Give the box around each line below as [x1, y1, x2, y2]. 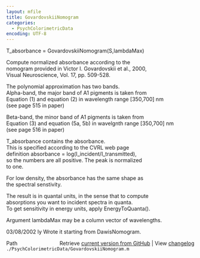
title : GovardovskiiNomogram [6, 14, 79, 20]
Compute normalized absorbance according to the [6, 59, 131, 66]
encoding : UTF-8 [6, 31, 47, 37]
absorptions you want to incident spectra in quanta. [6, 199, 133, 206]
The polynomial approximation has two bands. [6, 83, 120, 90]
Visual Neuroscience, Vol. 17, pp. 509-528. [6, 72, 110, 79]
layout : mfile [6, 8, 42, 15]
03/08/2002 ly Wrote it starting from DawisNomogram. [6, 228, 141, 235]
